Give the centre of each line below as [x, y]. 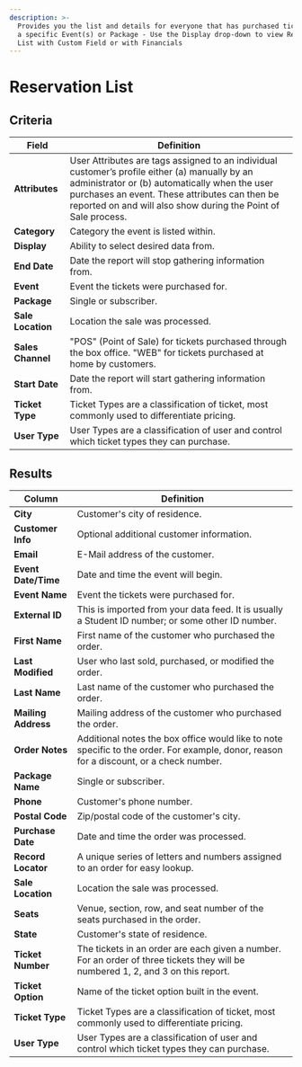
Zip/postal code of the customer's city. [159, 816]
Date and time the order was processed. [161, 837]
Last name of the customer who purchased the [175, 687]
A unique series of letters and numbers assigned [179, 857]
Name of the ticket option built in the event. [168, 991]
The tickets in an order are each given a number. [179, 949]
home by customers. [113, 364]
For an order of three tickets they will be [161, 960]
